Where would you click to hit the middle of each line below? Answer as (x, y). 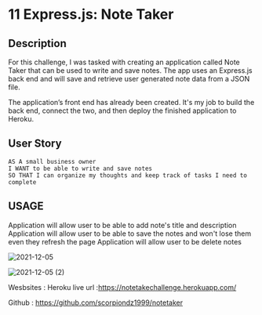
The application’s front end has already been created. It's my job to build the (131, 102)
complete (22, 182)
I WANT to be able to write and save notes (80, 168)
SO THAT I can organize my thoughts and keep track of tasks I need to (127, 175)
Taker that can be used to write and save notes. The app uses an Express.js (130, 71)
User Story (35, 144)
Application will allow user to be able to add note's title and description (122, 225)
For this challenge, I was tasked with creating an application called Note (124, 62)
